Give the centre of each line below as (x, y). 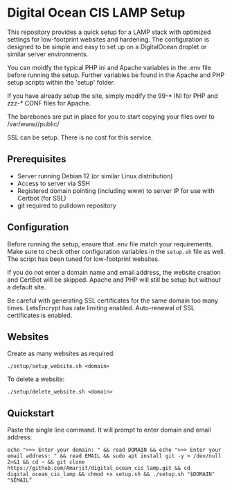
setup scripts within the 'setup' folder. (61, 82)
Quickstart (31, 413)
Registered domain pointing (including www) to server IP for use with (116, 191)
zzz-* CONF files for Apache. (49, 103)
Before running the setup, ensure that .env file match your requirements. (110, 244)
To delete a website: (36, 379)
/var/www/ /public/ (34, 124)
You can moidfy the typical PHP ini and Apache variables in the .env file (109, 67)
